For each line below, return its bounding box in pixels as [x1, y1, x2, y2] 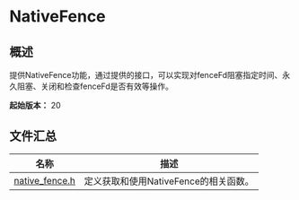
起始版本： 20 [9, 100, 61, 110]
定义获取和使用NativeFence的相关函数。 [84, 175, 254, 187]
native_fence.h [13, 174, 76, 187]
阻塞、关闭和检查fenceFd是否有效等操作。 [16, 81, 173, 91]
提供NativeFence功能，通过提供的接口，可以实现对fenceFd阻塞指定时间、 [9, 70, 283, 80]
